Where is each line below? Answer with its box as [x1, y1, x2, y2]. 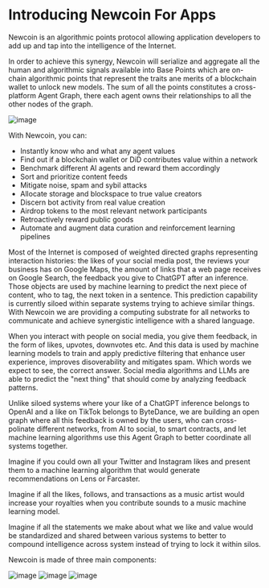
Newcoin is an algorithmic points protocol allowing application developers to [8, 32, 261, 42]
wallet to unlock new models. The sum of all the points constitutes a [8, 82, 233, 92]
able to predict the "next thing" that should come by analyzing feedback [8, 374, 247, 383]
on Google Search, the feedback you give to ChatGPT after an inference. [8, 272, 249, 283]
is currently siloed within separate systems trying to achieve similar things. [8, 298, 255, 308]
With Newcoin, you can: [8, 130, 88, 140]
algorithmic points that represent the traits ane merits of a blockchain [27, 73, 257, 83]
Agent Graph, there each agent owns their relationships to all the [37, 90, 251, 100]
